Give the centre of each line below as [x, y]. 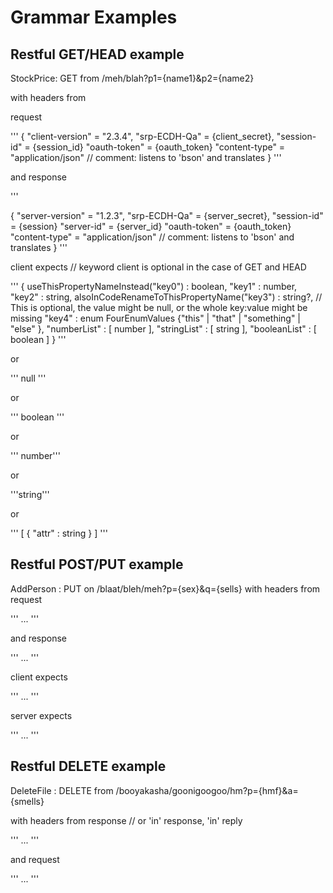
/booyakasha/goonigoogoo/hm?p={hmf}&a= [207, 790]
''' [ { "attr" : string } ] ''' [59, 533]
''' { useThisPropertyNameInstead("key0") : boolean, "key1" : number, [154, 286]
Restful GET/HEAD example [97, 54]
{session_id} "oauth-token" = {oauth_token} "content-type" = [159, 147]
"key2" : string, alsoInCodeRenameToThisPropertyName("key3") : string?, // [166, 297]
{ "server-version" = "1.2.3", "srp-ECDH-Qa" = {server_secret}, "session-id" [167, 215]
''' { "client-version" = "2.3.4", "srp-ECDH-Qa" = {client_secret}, [142, 136]
